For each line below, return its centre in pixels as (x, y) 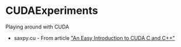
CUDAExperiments (52, 11)
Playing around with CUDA (37, 27)
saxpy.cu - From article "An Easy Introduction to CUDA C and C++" (95, 38)
